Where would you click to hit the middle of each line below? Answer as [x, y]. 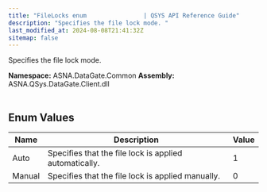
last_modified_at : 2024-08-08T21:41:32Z [76, 30]
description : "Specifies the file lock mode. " [89, 23]
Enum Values [41, 117]
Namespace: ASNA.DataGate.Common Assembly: [91, 75]
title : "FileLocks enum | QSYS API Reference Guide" [124, 15]
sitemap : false [33, 38]
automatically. [74, 163]
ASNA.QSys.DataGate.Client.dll [59, 84]
